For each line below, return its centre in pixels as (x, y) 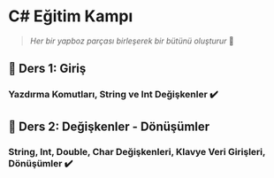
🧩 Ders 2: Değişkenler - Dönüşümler (109, 126)
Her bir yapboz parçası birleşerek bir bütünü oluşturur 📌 (132, 41)
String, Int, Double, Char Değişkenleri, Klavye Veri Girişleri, (137, 151)
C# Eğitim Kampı (71, 16)
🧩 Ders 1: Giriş (47, 69)
